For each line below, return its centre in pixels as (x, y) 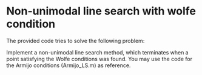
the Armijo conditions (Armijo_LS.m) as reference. (69, 65)
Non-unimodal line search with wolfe (101, 11)
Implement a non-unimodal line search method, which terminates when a (98, 52)
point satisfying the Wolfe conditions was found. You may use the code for (99, 59)
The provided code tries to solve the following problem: (76, 41)
